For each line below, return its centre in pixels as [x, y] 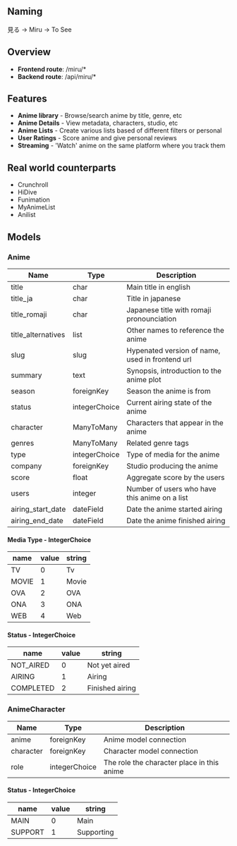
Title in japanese [154, 298]
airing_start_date [38, 509]
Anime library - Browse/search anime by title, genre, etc [99, 116]
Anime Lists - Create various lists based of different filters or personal [120, 130]
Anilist [26, 215]
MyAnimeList [36, 207]
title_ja [22, 298]
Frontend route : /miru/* [52, 69]
